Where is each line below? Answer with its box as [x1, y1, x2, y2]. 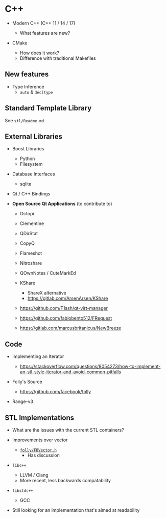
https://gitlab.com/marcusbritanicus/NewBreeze [19, 325, 122, 331]
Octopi [19, 211, 34, 217]
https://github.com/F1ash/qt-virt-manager [19, 305, 108, 311]
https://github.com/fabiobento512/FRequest [19, 315, 112, 321]
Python [19, 155, 35, 162]
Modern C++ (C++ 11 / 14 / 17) [12, 20, 76, 26]
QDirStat [19, 231, 38, 237]
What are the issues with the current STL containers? [12, 427, 125, 433]
